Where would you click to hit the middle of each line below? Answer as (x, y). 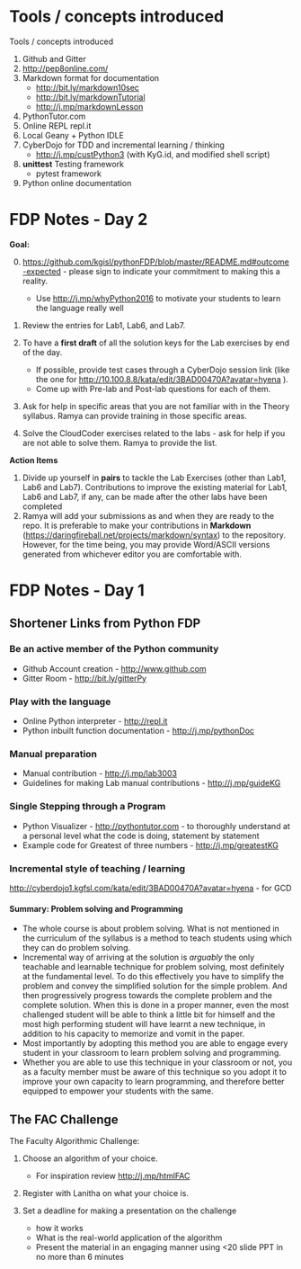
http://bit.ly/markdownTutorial (90, 97)
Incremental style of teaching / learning (97, 868)
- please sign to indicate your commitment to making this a (171, 271)
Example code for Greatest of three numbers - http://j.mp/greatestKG (150, 845)
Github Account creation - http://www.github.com (114, 668)
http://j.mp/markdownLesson (89, 106)
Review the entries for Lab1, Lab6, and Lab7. (104, 325)
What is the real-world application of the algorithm (129, 1238)
